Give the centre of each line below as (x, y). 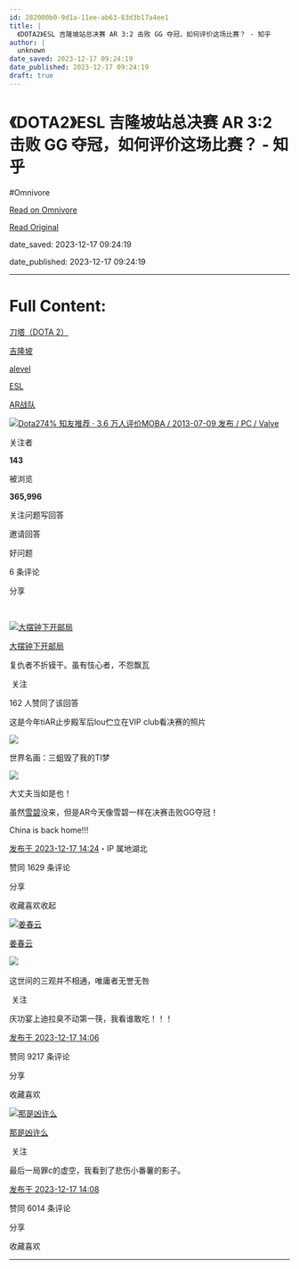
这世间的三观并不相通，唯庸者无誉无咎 (79, 980)
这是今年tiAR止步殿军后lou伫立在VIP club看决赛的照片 (108, 722)
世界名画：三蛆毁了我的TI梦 (60, 757)
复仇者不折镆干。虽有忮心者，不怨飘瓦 (79, 665)
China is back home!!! (49, 830)
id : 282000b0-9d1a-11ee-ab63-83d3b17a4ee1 (89, 17)
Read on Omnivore (43, 210)
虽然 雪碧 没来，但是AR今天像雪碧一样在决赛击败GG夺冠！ (114, 812)
